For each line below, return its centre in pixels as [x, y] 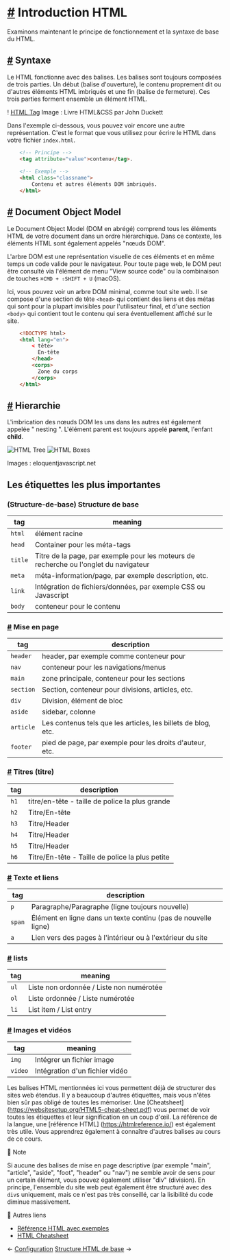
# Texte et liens [33, 877]
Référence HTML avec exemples [63, 1228]
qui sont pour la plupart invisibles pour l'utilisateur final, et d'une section [109, 306]
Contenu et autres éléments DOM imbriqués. [94, 184]
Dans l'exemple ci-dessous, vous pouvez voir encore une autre [96, 125]
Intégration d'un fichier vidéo [81, 1071]
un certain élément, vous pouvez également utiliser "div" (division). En [106, 1180]
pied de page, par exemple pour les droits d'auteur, [124, 743]
